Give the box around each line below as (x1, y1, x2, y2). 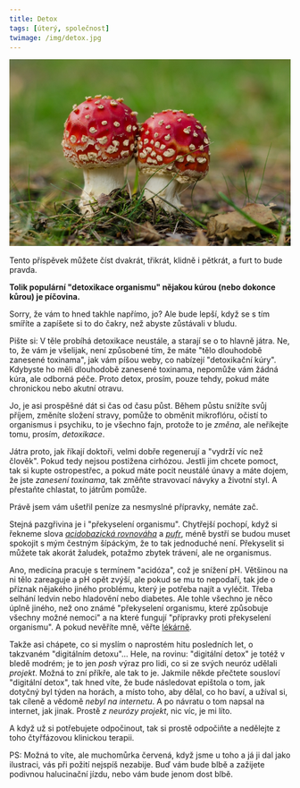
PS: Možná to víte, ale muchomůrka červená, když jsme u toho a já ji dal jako (9, 750, 291, 760)
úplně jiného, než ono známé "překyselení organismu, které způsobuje (9, 603, 269, 614)
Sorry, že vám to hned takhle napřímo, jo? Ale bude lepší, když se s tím (9, 309, 271, 319)
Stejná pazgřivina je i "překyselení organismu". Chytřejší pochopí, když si (9, 519, 279, 530)
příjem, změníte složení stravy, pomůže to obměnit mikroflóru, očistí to (9, 410, 268, 420)
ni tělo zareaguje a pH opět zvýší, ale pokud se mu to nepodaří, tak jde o (9, 574, 276, 585)
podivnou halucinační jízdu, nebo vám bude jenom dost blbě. (9, 769, 234, 780)
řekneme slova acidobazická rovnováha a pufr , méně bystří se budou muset (9, 529, 291, 539)
